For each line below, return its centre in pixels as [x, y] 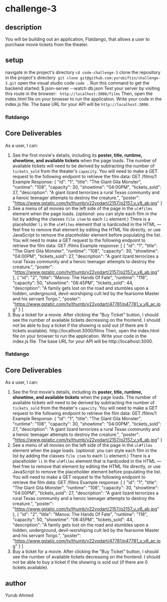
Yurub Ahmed [19, 595]
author [16, 583]
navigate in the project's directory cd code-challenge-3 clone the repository [83, 72]
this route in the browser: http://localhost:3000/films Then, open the [79, 94]
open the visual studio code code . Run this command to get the [83, 83]
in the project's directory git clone [42, 78]
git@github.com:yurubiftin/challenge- [120, 78]
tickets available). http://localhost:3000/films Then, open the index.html [86, 330]
